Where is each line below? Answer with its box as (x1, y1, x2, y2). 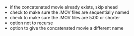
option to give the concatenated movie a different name (9, 25, 124, 31)
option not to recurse (9, 20, 53, 26)
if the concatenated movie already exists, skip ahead (9, 4, 118, 10)
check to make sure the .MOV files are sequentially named (9, 9, 130, 15)
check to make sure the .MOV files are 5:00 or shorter (9, 15, 120, 20)
